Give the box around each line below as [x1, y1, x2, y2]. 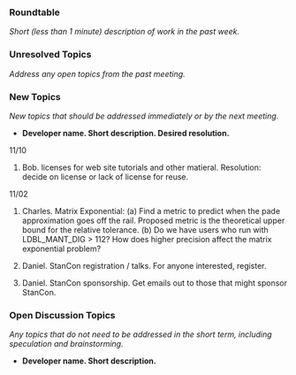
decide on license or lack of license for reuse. [21, 171, 189, 182]
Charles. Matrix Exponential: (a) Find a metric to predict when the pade [21, 205, 281, 216]
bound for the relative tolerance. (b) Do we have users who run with [21, 224, 269, 235]
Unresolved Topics [9, 49, 92, 61]
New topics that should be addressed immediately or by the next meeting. [9, 111, 279, 121]
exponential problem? [21, 243, 102, 254]
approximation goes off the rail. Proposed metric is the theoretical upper [21, 215, 285, 226]
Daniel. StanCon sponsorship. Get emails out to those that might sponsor [21, 277, 288, 288]
